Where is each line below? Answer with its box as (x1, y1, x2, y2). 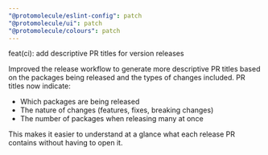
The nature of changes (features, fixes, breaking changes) (19, 105, 214, 115)
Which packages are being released (19, 97, 140, 107)
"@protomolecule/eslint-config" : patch (8, 11, 142, 20)
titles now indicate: (8, 81, 71, 91)
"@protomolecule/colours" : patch (8, 27, 121, 35)
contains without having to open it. (8, 138, 123, 148)
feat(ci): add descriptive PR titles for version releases (8, 49, 184, 59)
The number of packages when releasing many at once (19, 114, 204, 124)
